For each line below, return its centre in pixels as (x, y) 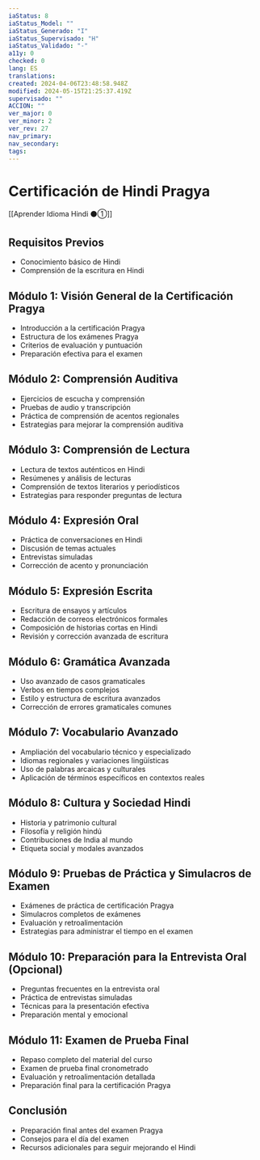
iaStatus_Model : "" (41, 23)
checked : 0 (27, 61)
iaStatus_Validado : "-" (48, 46)
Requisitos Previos (57, 242)
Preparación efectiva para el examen (81, 353)
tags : (17, 151)
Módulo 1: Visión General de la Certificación (121, 296)
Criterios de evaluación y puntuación (81, 345)
